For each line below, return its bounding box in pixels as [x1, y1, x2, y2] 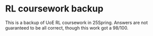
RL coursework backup [5, 3, 104, 14]
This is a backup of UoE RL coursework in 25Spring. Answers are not [5, 19, 148, 25]
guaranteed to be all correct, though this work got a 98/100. [5, 24, 129, 30]
